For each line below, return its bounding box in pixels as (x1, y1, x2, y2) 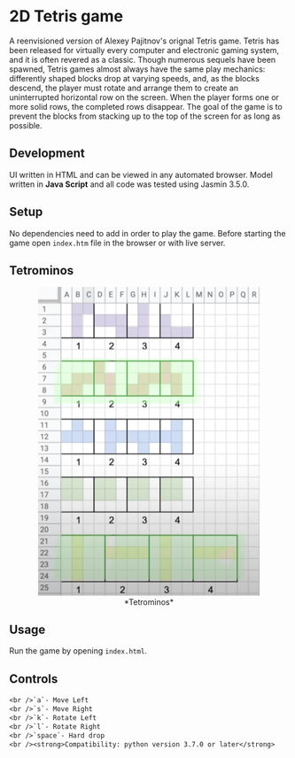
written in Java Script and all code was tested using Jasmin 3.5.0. (9, 179, 250, 189)
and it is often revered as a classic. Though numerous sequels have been (9, 54, 276, 65)
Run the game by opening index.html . (9, 646, 148, 656)
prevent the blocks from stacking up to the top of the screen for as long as (9, 111, 281, 121)
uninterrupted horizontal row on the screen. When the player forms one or (9, 91, 279, 103)
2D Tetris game (9, 6, 124, 27)
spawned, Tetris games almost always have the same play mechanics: (9, 64, 266, 74)
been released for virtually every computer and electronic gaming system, (9, 44, 280, 55)
